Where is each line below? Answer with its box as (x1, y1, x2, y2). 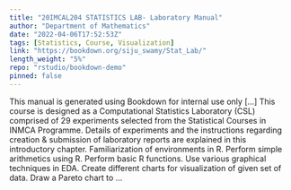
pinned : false (9, 72, 63, 81)
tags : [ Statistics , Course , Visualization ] (9, 38, 175, 47)
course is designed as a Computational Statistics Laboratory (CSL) (9, 105, 256, 117)
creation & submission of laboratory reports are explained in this (9, 134, 247, 144)
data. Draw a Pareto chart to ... (9, 172, 123, 183)
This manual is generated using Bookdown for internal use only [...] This (9, 96, 276, 107)
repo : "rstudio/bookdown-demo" (9, 64, 127, 73)
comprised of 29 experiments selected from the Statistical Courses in (9, 115, 267, 125)
